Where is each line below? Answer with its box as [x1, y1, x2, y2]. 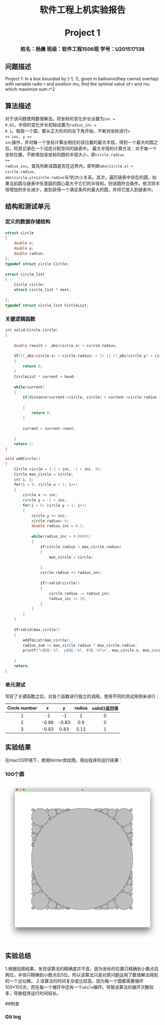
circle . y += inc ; [31, 513, 67, 518]
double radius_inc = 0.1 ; [31, 524, 84, 529]
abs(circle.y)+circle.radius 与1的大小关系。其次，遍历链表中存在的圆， [5, 174, 152, 180]
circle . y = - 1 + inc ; [23, 498, 67, 503]
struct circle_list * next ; [14, 287, 71, 292]
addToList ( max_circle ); [23, 637, 71, 643]
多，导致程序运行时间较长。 [5, 990, 61, 996]
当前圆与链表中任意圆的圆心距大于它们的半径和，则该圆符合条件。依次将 [9, 180, 156, 186]
